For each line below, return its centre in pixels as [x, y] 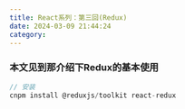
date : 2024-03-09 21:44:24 [60, 26]
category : [28, 34]
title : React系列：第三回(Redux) [68, 18]
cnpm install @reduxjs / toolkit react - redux [93, 95]
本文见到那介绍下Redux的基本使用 [84, 68]
